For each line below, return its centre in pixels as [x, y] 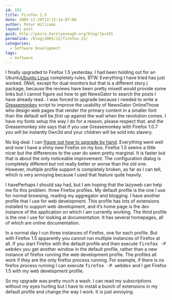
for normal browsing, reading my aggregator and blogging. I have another [83, 196]
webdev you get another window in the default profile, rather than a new [81, 249]
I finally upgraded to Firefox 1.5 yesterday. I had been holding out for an [80, 72]
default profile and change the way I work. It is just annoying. [70, 292]
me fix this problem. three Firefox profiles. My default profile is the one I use [85, 190]
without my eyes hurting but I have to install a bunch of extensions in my [81, 286]
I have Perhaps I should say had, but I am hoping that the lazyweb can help [84, 185]
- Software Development [35, 48]
